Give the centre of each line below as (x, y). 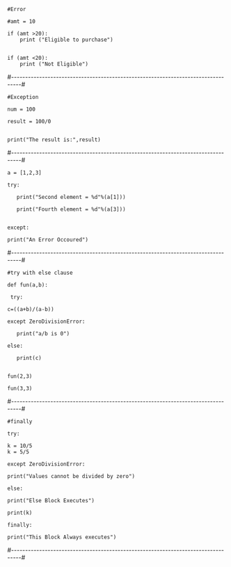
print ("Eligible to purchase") (66, 40)
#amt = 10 (22, 22)
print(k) (20, 513)
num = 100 (22, 109)
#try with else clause (40, 273)
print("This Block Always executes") (62, 537)
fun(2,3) (20, 376)
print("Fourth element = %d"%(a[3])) (71, 209)
